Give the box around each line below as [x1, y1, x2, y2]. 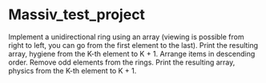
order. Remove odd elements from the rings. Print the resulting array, [8, 57, 236, 67]
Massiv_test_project [8, 6, 146, 24]
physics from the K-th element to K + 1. [8, 65, 137, 75]
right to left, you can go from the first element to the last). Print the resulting [8, 40, 259, 49]
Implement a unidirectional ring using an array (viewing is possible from [8, 32, 244, 41]
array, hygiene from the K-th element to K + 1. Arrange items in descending [8, 49, 256, 58]
